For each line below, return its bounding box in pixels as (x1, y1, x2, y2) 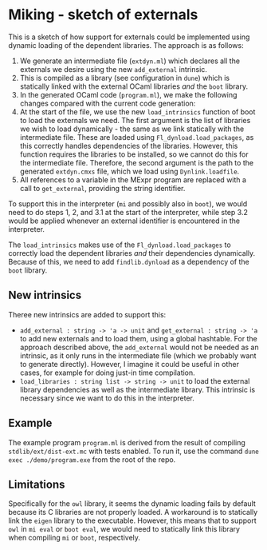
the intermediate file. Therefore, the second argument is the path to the (19, 157, 253, 167)
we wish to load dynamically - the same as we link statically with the (19, 124, 245, 134)
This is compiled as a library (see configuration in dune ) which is (19, 73, 230, 82)
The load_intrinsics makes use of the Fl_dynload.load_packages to (8, 240, 231, 249)
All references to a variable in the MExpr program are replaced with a (19, 174, 247, 185)
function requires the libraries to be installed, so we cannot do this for (19, 149, 249, 159)
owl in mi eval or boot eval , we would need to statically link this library (8, 524, 241, 534)
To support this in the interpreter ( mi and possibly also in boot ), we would (8, 198, 248, 209)
